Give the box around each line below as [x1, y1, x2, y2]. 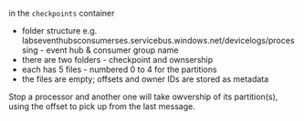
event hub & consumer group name [46, 45, 179, 55]
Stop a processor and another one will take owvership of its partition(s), [8, 91, 278, 102]
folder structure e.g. [21, 25, 98, 35]
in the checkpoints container [8, 8, 115, 18]
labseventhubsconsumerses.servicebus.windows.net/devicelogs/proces [21, 35, 295, 45]
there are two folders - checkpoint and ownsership [21, 55, 214, 65]
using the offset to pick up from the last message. [8, 101, 195, 112]
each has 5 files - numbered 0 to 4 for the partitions [21, 64, 217, 75]
